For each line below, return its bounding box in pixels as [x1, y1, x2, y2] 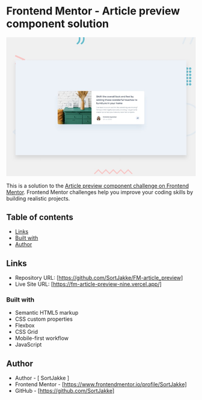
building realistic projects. [6, 195, 70, 202]
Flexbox [14, 322, 35, 329]
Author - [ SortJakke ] [14, 374, 70, 382]
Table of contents [6, 212, 73, 222]
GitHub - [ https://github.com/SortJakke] [14, 387, 115, 395]
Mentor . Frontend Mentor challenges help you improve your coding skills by [6, 188, 194, 196]
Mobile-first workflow [14, 335, 69, 342]
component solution [6, 17, 109, 31]
